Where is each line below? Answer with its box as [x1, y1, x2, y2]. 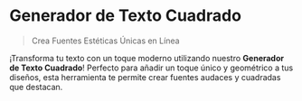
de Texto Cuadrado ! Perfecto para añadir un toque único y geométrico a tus [9, 62, 294, 73]
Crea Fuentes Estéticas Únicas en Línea [31, 35, 180, 46]
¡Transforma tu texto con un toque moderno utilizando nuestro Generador [9, 52, 285, 63]
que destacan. [9, 81, 63, 92]
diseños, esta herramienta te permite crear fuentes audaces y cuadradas [9, 71, 281, 82]
